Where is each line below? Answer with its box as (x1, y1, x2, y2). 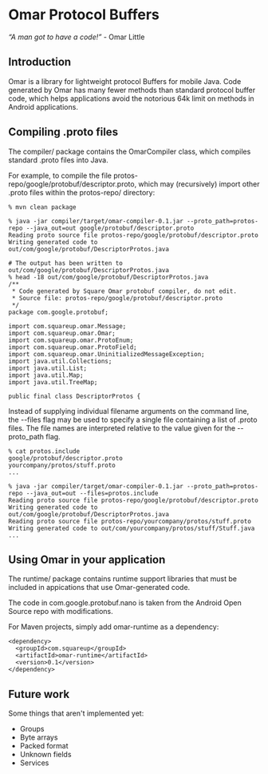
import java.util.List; (8, 364, 88, 372)
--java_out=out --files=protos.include (26, 489, 159, 497)
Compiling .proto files (8, 126, 118, 139)
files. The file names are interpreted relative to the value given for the (8, 423, 236, 433)
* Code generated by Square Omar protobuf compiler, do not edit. (11, 287, 238, 295)
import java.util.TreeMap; (8, 378, 98, 386)
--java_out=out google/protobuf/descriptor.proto (26, 224, 195, 232)
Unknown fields (19, 750, 72, 760)
